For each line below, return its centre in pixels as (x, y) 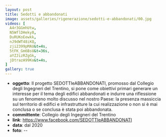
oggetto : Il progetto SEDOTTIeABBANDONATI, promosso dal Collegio (83, 83)
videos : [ (15, 23)
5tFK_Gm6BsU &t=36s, (30, 51)
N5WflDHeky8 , (23, 33)
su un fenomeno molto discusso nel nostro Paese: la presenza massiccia (86, 99)
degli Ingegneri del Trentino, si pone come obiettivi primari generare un (85, 88)
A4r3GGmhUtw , (23, 28)
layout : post (19, 10)
